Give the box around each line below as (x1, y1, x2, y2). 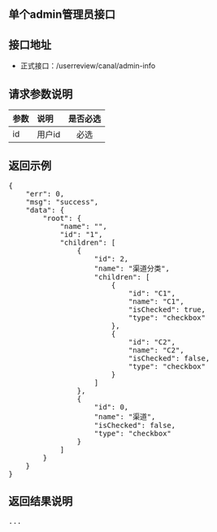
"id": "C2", (128, 337, 176, 347)
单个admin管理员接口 (8, 7, 116, 22)
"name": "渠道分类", (93, 263, 171, 273)
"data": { (25, 205, 65, 214)
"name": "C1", (128, 296, 184, 306)
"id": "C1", (128, 288, 176, 298)
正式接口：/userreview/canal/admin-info (20, 61, 156, 71)
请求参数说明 (8, 87, 73, 101)
